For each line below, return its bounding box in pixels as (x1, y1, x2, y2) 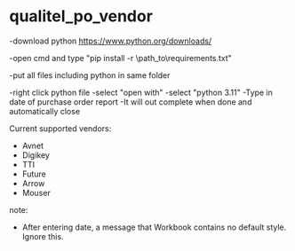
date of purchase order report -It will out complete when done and (9, 96, 252, 107)
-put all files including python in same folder (9, 69, 171, 81)
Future (21, 169, 46, 179)
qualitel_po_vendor (9, 6, 154, 27)
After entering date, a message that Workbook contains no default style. (21, 222, 287, 232)
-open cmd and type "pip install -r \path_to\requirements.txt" (9, 52, 233, 63)
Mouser (21, 187, 51, 198)
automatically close (9, 106, 81, 116)
